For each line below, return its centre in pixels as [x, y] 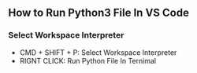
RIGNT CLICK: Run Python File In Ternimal [87, 60]
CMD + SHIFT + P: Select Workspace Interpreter [98, 52]
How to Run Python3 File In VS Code [98, 13]
